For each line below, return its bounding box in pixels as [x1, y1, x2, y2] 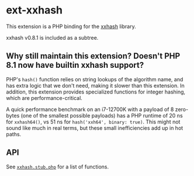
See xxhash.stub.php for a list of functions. [6, 163, 109, 170]
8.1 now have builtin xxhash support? [6, 60, 144, 70]
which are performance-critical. [6, 94, 83, 101]
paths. [6, 130, 22, 137]
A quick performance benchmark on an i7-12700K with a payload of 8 [6, 106, 174, 113]
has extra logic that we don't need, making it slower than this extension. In [6, 82, 185, 89]
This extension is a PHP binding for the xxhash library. [6, 23, 136, 30]
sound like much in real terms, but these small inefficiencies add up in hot [6, 124, 183, 132]
